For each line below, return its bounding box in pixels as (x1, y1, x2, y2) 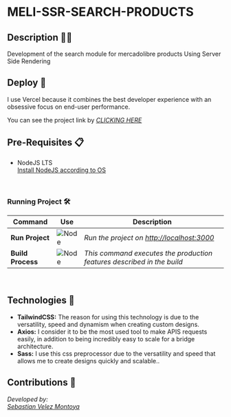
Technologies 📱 (7, 295, 75, 306)
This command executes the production (83, 248, 213, 258)
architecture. (16, 342, 54, 350)
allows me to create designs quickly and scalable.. (16, 356, 160, 365)
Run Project (10, 233, 50, 242)
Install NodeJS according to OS (16, 166, 107, 174)
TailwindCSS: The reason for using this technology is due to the (16, 312, 199, 321)
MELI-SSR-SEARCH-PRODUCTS (7, 4, 194, 20)
